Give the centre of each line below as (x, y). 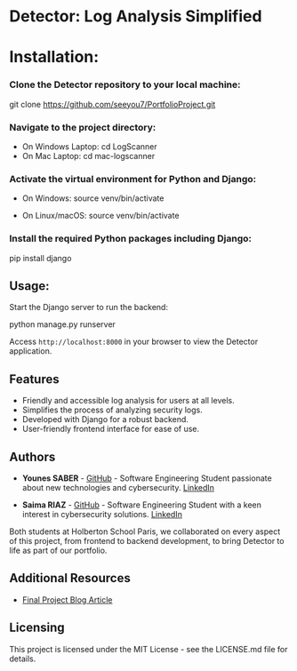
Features (34, 379)
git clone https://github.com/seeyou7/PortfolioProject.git (112, 104)
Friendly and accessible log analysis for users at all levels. (128, 401)
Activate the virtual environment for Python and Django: (133, 179)
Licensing (37, 628)
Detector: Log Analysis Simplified (136, 16)
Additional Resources (70, 578)
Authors (32, 456)
